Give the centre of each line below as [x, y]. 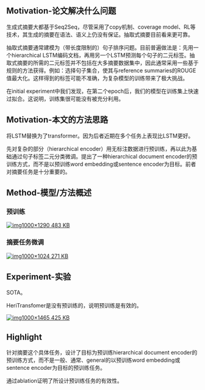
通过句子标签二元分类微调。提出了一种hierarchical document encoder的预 [104, 156]
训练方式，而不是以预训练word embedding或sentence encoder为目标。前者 [101, 164]
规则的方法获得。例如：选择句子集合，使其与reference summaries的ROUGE [101, 70]
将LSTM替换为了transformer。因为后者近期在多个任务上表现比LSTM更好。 [100, 136]
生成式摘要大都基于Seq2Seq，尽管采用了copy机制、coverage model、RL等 [101, 27]
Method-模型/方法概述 [49, 193]
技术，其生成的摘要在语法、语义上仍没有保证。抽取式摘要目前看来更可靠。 [100, 34]
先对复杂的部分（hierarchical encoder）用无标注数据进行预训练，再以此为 [99, 149]
